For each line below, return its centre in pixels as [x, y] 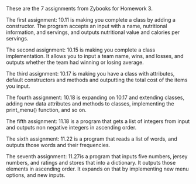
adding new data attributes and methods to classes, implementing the [90, 104]
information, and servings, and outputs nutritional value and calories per [93, 32]
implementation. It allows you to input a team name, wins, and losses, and [95, 56]
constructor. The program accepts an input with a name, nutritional [87, 26]
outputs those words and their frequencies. [58, 145]
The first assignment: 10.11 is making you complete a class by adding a [91, 20]
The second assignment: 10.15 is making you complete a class [81, 50]
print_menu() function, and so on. [46, 110]
